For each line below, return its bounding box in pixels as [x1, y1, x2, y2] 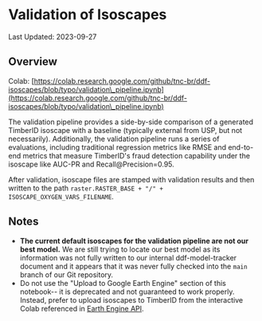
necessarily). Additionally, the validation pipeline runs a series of [8, 134, 220, 143]
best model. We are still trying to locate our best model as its [19, 245, 221, 254]
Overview [8, 55, 58, 69]
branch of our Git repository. [19, 269, 114, 280]
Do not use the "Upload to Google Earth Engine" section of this [19, 278, 227, 288]
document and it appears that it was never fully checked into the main [19, 261, 248, 271]
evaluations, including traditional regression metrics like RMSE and [8, 142, 227, 152]
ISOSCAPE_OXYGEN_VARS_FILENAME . [8, 191, 114, 201]
